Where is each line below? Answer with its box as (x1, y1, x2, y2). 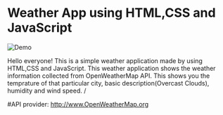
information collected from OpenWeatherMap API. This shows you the (7, 72, 210, 80)
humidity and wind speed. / (7, 86, 87, 95)
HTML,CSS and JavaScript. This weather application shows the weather (7, 64, 216, 72)
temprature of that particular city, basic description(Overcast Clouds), (7, 79, 210, 87)
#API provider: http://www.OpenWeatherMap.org (7, 100, 149, 108)
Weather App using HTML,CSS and (7, 5, 216, 21)
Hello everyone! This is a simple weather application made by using (7, 56, 203, 65)
